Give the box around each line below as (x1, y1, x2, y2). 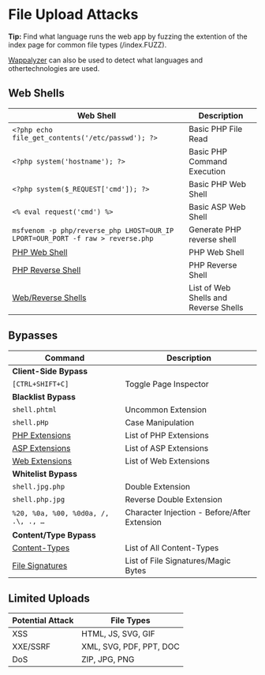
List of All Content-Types (125, 542, 219, 553)
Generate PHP (188, 223, 242, 234)
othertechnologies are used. (8, 63, 100, 73)
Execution (188, 166, 226, 177)
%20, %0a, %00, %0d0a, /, (12, 508, 110, 518)
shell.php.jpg (12, 495, 65, 504)
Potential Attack (12, 615, 74, 626)
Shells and (188, 292, 228, 303)
